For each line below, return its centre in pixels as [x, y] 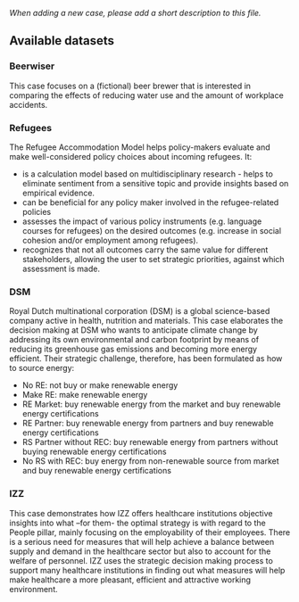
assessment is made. [61, 268]
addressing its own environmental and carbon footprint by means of [134, 340]
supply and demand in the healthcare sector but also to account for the [140, 551]
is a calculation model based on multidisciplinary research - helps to [148, 174]
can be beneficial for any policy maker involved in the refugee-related [150, 202]
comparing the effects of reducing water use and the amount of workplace [146, 95]
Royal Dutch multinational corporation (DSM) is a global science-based [140, 311]
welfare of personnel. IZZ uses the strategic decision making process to [141, 560]
